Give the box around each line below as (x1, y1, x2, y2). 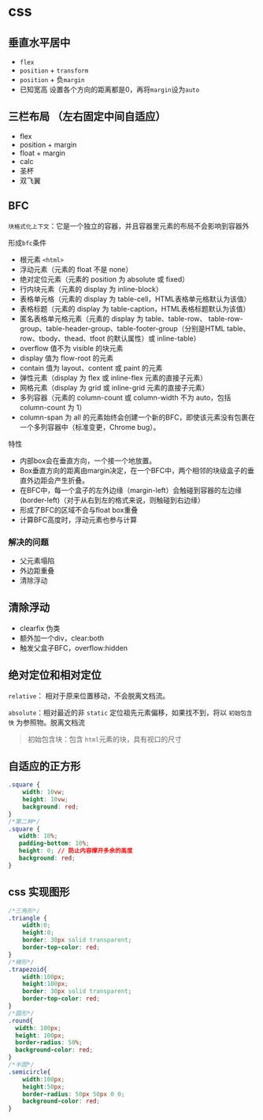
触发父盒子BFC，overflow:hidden (19, 643, 128, 652)
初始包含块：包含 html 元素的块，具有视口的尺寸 (27, 734, 183, 744)
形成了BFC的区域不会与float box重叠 (19, 505, 139, 514)
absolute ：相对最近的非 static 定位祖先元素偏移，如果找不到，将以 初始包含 (8, 707, 253, 717)
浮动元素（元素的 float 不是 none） (19, 264, 133, 274)
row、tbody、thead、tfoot (19, 334, 106, 343)
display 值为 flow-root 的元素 (19, 353, 114, 363)
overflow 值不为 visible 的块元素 (19, 343, 124, 353)
